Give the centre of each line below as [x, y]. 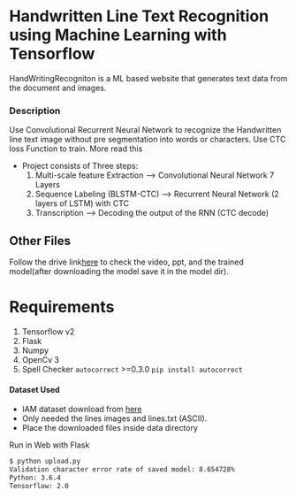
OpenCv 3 [41, 359]
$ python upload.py [45, 462]
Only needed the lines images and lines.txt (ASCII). [114, 418]
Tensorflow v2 [48, 331]
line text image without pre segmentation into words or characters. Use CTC [148, 140]
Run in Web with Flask [49, 445]
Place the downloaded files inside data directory [110, 428]
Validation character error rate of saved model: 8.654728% [122, 470]
